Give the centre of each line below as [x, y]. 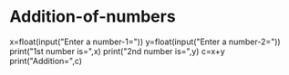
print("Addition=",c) [46, 61]
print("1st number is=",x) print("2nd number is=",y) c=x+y [117, 51]
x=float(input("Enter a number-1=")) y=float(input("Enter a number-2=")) [145, 42]
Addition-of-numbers [93, 17]
